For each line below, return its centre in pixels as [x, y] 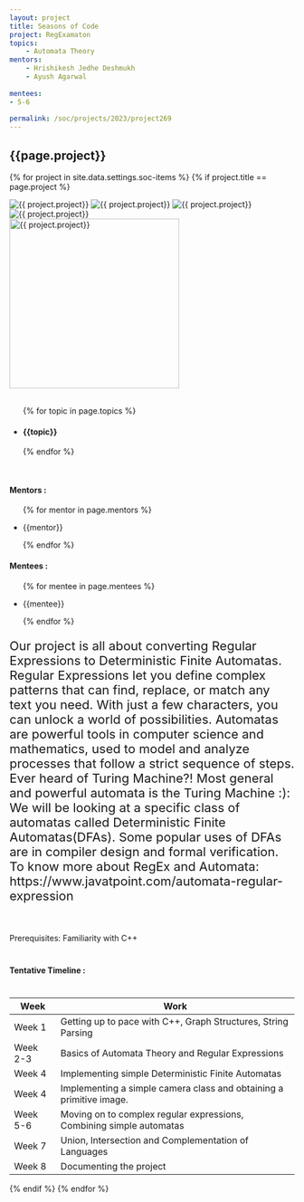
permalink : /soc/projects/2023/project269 [90, 119]
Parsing [76, 1033]
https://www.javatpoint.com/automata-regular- [146, 881]
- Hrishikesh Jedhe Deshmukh [81, 69]
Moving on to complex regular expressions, [152, 1114]
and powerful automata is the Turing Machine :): [150, 793]
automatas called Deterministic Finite [118, 822]
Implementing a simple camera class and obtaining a [172, 1088]
